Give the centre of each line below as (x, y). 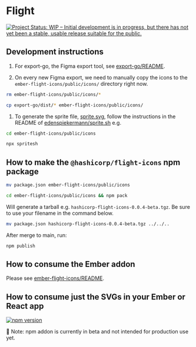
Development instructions (55, 52)
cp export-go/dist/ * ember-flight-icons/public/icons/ (75, 105)
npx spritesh (22, 144)
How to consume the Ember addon (71, 264)
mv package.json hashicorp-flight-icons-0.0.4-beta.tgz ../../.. (88, 224)
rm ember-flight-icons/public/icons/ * (54, 94)
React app (25, 306)
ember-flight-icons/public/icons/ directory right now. (81, 84)
